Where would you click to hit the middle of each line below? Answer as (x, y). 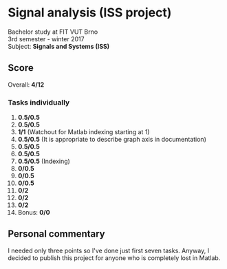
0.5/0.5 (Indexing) (44, 161)
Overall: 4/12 (26, 85)
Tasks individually (39, 103)
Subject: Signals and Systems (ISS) (59, 46)
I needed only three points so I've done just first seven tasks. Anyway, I (108, 250)
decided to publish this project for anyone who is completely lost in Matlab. (114, 258)
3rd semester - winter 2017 (46, 39)
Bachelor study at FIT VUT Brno (53, 32)
